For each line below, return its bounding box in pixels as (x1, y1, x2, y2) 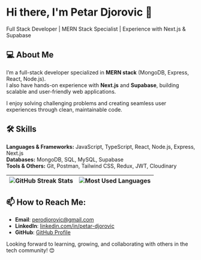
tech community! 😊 (6, 247, 55, 254)
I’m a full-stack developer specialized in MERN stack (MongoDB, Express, (6, 68, 189, 76)
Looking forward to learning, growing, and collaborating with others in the (6, 240, 188, 248)
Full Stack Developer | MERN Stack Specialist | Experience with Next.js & (6, 25, 186, 32)
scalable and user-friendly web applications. (6, 88, 116, 95)
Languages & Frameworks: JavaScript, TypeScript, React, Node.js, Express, (6, 143, 196, 150)
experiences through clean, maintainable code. (6, 106, 123, 113)
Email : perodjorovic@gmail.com (14, 216, 94, 223)
